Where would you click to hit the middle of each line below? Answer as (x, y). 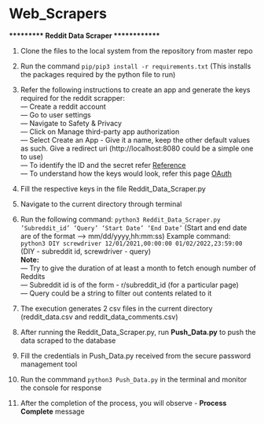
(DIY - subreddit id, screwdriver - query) (86, 251)
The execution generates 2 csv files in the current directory (116, 308)
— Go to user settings (55, 114)
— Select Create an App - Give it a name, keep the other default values (135, 139)
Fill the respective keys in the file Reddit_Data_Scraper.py (113, 188)
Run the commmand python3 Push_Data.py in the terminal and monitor (134, 379)
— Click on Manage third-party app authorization (100, 132)
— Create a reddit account (63, 106)
